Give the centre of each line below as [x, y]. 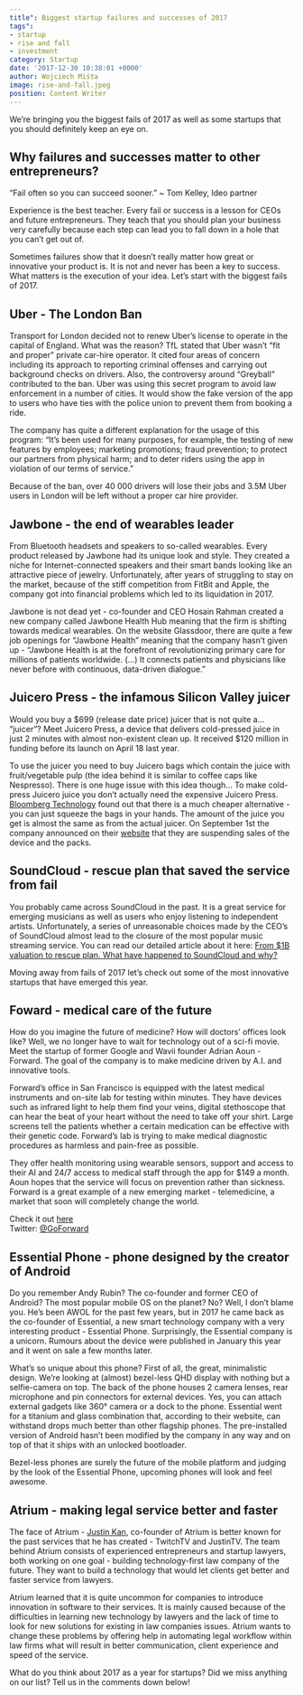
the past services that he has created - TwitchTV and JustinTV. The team [145, 1541]
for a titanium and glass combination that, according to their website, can [145, 1417]
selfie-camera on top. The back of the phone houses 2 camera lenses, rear [149, 1388]
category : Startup [44, 60]
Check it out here [41, 1219]
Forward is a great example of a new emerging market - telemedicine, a [142, 1192]
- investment [34, 52]
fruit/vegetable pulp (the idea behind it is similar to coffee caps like [133, 775]
